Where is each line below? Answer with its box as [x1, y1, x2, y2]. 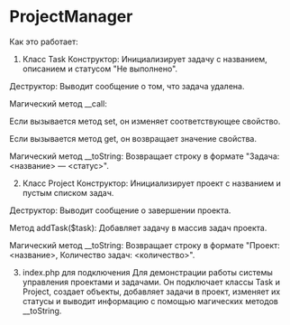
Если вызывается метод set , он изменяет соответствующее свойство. [9, 116, 281, 126]
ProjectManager [9, 6, 133, 27]
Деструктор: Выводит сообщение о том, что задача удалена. [9, 80, 245, 91]
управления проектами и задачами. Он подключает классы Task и [22, 276, 281, 287]
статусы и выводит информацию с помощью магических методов [22, 295, 279, 306]
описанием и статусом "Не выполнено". [22, 63, 178, 74]
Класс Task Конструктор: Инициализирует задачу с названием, [22, 53, 267, 64]
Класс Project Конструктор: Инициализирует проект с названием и [22, 178, 282, 189]
